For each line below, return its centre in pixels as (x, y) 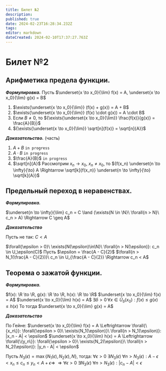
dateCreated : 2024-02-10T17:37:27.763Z (47, 38)
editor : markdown (24, 33)
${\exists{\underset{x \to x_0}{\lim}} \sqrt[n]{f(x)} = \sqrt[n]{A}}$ (79, 128)
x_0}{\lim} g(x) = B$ (26, 97)
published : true (22, 19)
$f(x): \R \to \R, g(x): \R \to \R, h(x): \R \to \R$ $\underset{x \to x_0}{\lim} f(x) (83, 294)
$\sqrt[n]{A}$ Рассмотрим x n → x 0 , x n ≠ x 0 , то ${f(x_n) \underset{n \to (86, 164)
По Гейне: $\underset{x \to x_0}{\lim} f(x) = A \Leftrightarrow (68, 326)
